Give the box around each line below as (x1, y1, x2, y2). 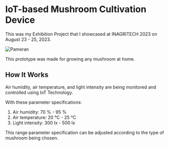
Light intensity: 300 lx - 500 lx (12, 120, 76, 126)
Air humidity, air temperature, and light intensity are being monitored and (5, 84, 156, 90)
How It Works (5, 71, 49, 79)
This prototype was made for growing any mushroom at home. (5, 56, 135, 62)
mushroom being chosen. (5, 135, 59, 141)
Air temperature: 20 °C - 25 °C (12, 114, 77, 120)
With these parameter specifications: (5, 99, 82, 105)
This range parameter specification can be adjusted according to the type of (5, 129, 164, 135)
